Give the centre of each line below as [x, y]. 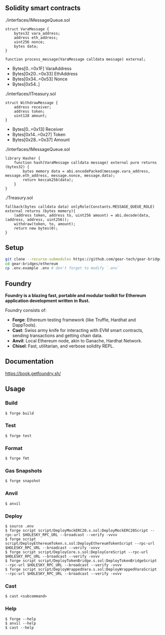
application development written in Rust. [47, 301]
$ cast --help [20, 628]
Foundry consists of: [26, 310]
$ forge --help [21, 619]
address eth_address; [36, 37]
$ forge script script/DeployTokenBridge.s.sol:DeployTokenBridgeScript [81, 561]
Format [14, 448]
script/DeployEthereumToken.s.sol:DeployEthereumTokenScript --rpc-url [80, 544]
